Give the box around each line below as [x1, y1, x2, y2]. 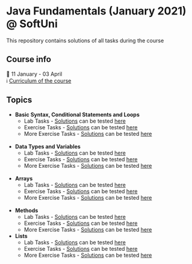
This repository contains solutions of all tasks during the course [6, 37, 164, 44]
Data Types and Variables [14, 143, 81, 150]
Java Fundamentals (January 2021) [6, 4, 187, 18]
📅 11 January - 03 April [6, 70, 63, 78]
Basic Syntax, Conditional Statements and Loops [14, 111, 140, 118]
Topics [6, 95, 33, 105]
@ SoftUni [6, 17, 58, 31]
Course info [6, 54, 51, 64]
